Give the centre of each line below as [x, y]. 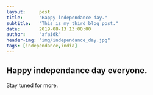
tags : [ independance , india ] [42, 46]
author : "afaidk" [34, 35]
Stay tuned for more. [32, 85]
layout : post [28, 12]
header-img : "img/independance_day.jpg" [59, 40]
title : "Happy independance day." [57, 18]
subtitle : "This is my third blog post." [62, 23]
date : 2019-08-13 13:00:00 [49, 29]
